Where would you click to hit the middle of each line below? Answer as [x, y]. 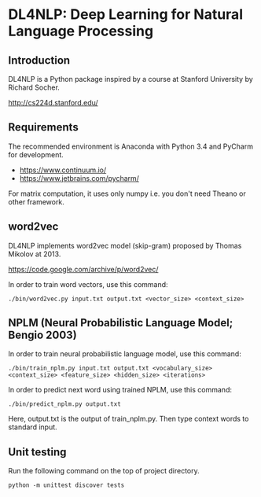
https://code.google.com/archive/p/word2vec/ [83, 269]
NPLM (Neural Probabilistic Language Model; [121, 323]
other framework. [36, 201]
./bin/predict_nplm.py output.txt [65, 404]
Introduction [39, 60]
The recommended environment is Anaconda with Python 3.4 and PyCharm [131, 146]
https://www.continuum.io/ [63, 170]
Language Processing [81, 31]
